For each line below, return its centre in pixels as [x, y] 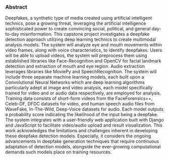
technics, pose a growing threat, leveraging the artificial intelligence [76, 23]
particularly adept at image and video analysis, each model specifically [79, 88]
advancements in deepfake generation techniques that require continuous [82, 141]
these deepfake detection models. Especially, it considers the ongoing [78, 136]
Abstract [16, 7]
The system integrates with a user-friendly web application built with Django [84, 120]
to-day [12, 34]
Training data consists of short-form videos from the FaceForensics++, [79, 98]
